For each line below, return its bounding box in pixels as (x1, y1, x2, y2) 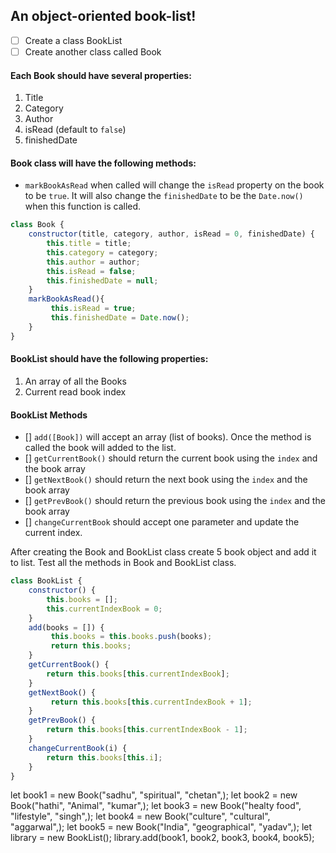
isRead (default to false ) (24, 124, 127, 136)
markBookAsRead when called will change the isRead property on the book (24, 179, 325, 191)
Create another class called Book (24, 45, 162, 58)
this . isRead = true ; (50, 304, 137, 314)
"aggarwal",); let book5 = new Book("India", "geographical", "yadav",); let (10, 821, 313, 833)
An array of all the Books (24, 375, 127, 387)
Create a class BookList (24, 34, 123, 46)
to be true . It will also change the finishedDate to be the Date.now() (24, 190, 304, 202)
